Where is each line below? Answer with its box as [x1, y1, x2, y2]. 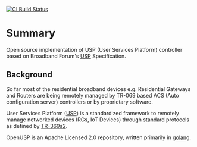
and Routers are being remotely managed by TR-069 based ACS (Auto [6, 92, 180, 99]
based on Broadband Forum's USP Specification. [6, 52, 126, 60]
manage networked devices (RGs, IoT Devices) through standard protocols [6, 116, 189, 123]
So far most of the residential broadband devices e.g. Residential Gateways [6, 85, 191, 92]
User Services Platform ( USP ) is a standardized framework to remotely [6, 110, 180, 117]
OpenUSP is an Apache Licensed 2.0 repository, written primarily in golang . [6, 134, 192, 141]
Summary [6, 27, 55, 40]
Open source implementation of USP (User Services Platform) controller [6, 46, 183, 53]
